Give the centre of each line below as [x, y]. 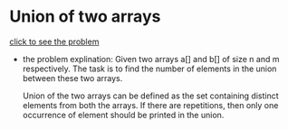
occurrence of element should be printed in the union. [123, 115]
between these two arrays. [72, 78]
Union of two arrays [85, 17]
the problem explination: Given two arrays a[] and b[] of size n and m [151, 59]
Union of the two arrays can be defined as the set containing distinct [150, 96]
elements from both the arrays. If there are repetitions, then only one [150, 105]
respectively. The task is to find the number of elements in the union [149, 69]
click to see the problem [54, 41]
